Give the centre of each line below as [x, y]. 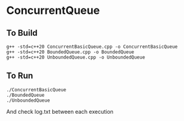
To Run [20, 76]
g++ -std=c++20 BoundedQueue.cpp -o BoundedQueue [70, 52]
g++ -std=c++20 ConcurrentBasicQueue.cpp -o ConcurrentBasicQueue [92, 47]
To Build [22, 33]
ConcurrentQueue [53, 11]
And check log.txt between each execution [60, 111]
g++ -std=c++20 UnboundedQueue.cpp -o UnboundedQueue [76, 57]
